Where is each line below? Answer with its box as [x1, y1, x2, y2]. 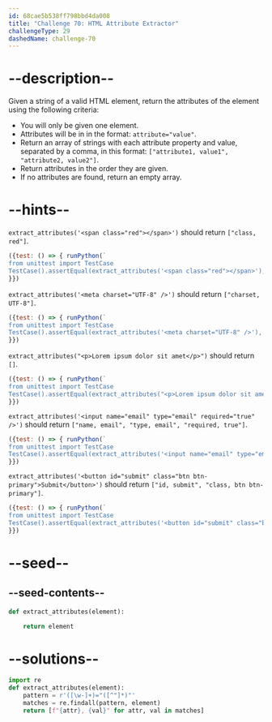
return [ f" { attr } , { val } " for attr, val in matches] [23, 707, 205, 715]
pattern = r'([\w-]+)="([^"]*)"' [23, 691, 136, 700]
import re [8, 677, 42, 685]
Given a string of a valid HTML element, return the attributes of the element [8, 97, 260, 106]
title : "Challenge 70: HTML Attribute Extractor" [8, 19, 180, 28]
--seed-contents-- [8, 586, 105, 600]
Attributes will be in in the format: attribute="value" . [19, 129, 197, 139]
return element [23, 622, 74, 630]
